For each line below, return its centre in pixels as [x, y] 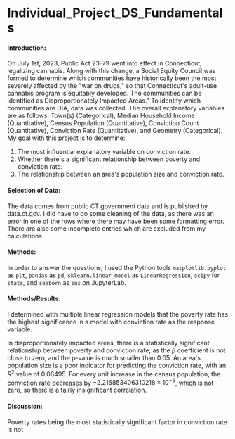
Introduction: [27, 48]
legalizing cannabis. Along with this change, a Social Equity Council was [112, 71]
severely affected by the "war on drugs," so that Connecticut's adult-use [112, 86]
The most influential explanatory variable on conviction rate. [104, 152]
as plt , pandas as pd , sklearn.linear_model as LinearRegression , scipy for [114, 275]
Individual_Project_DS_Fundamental [115, 13]
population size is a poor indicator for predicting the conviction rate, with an [117, 365]
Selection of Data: [34, 190]
